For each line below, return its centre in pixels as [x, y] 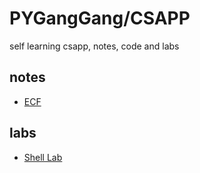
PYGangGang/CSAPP [100, 18]
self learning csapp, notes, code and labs [94, 46]
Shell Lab [43, 157]
